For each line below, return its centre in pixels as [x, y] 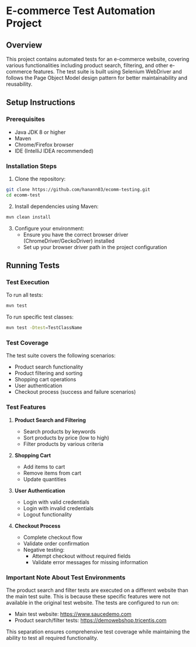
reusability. [19, 84]
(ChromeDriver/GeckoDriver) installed [69, 241]
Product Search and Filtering [50, 420]
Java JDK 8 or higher [40, 132]
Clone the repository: [40, 179]
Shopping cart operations [45, 380]
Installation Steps [32, 166]
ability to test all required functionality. [52, 638]
